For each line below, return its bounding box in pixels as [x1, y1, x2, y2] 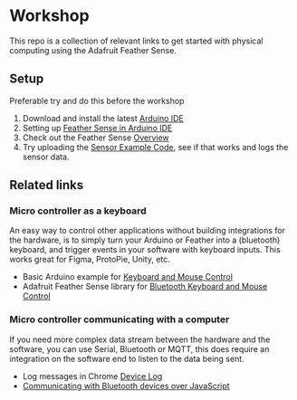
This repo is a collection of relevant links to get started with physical [9, 35, 263, 46]
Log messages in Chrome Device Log [22, 370, 163, 381]
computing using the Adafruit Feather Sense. [9, 44, 177, 55]
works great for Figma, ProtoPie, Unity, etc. [9, 254, 170, 265]
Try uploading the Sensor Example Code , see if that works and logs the [22, 141, 289, 152]
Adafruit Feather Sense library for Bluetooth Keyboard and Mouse [22, 281, 268, 292]
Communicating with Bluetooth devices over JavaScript [22, 380, 230, 391]
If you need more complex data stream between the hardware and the [9, 334, 271, 345]
